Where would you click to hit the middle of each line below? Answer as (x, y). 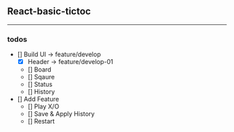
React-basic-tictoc (49, 11)
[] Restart (41, 122)
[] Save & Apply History (61, 114)
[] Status (40, 84)
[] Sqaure (41, 77)
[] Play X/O (43, 106)
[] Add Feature (38, 99)
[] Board (39, 69)
